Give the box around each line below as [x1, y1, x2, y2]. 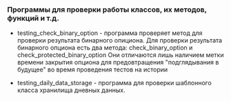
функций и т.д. [7, 13, 60, 23]
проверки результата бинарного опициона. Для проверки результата [17, 36, 223, 45]
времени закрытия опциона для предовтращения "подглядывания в [17, 58, 219, 67]
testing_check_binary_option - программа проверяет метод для [17, 29, 203, 37]
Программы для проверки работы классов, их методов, [7, 5, 207, 14]
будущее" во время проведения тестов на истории [17, 65, 168, 74]
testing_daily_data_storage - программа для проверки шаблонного [17, 79, 212, 87]
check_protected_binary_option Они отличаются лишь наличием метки [17, 51, 224, 59]
